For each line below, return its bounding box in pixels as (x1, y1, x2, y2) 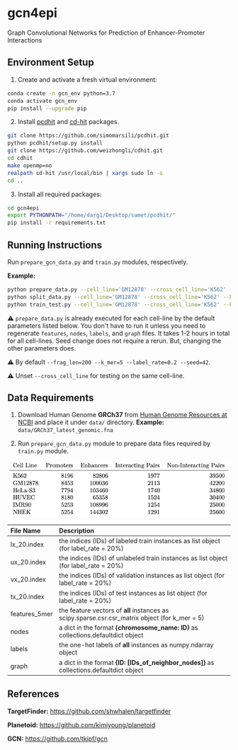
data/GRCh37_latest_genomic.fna (17, 427, 113, 434)
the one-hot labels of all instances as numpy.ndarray (59, 641, 214, 649)
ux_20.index (10, 557, 46, 566)
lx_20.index (10, 540, 45, 549)
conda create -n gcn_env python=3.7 (7, 90, 115, 97)
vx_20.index (10, 575, 46, 584)
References (7, 688, 59, 700)
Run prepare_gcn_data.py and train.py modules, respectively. (7, 257, 188, 266)
